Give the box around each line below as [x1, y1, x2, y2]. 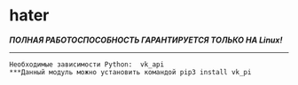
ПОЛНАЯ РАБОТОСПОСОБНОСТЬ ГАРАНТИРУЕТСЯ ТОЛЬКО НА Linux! [9, 35, 283, 45]
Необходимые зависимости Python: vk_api [9, 59, 165, 69]
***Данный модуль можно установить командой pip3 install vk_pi [9, 67, 252, 76]
